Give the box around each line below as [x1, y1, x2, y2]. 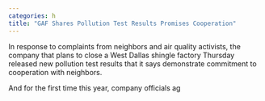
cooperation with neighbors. [8, 67, 103, 77]
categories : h [8, 11, 57, 20]
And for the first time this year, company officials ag [8, 82, 181, 93]
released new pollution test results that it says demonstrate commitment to [8, 58, 257, 69]
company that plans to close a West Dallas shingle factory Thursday [8, 50, 235, 60]
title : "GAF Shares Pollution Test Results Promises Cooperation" [8, 19, 237, 27]
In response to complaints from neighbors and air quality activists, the [8, 41, 241, 51]
